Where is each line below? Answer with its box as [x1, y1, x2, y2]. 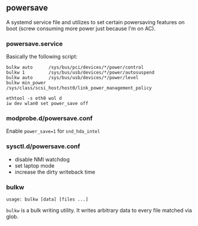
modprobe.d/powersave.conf [6, 114, 93, 123]
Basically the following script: [6, 53, 78, 60]
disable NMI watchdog [14, 156, 70, 163]
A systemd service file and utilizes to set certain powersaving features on [6, 18, 185, 25]
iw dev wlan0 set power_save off [6, 101, 89, 107]
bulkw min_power [6, 80, 46, 86]
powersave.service [6, 40, 63, 48]
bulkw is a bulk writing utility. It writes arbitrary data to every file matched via [6, 207, 192, 214]
